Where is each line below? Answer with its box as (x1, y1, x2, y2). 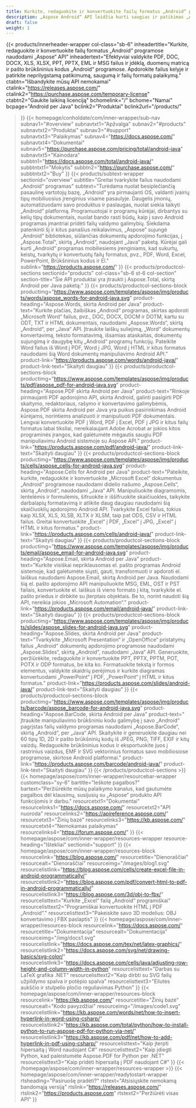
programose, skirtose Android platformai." (20, 754, 121, 761)
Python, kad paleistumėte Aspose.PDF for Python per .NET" (20, 1052, 164, 1059)
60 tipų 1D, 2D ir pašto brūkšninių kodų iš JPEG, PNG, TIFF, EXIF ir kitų (20, 736, 190, 743)
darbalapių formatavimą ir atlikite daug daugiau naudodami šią (20, 499, 170, 506)
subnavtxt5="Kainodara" (20, 151, 80, 158)
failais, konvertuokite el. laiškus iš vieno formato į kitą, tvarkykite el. (20, 586, 183, 593)
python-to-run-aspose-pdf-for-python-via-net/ (20, 1027, 134, 1035)
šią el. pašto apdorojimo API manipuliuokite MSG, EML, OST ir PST (20, 580, 180, 588)
